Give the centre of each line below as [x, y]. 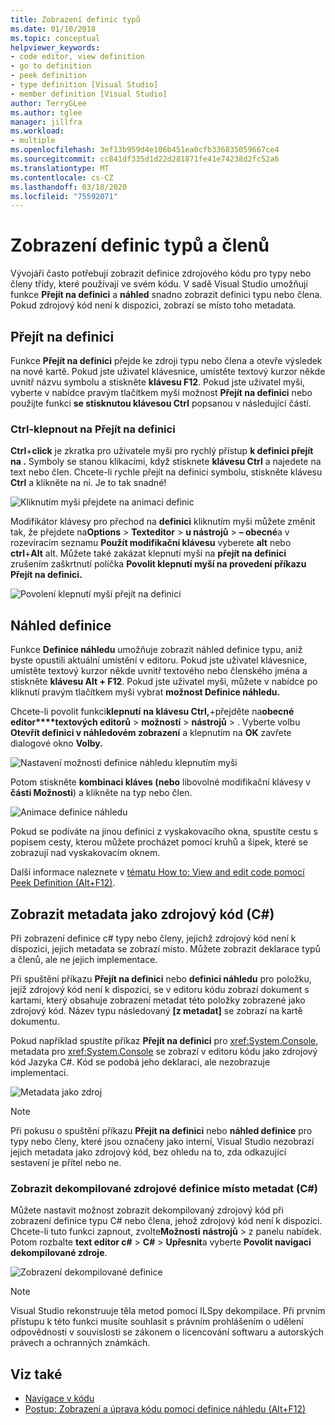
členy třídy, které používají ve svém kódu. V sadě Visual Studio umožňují [159, 284]
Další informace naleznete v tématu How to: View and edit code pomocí [157, 872]
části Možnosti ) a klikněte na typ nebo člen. [101, 793]
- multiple [33, 141]
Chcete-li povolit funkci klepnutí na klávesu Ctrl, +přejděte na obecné [152, 712]
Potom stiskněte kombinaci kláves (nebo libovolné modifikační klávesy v [161, 782]
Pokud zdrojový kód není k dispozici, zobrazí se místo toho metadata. [153, 305]
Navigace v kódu [59, 1398]
